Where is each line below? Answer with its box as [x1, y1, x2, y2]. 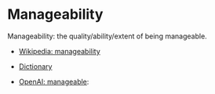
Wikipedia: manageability [18, 46, 101, 56]
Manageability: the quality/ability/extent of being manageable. [7, 31, 207, 41]
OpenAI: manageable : [18, 77, 89, 86]
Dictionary [18, 61, 53, 71]
